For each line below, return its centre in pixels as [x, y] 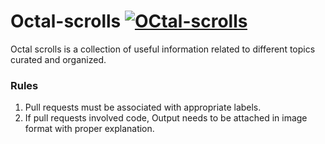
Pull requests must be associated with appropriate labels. [143, 107]
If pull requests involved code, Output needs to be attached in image [166, 118]
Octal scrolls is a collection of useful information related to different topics [163, 49]
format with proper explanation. [89, 129]
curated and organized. [58, 59]
